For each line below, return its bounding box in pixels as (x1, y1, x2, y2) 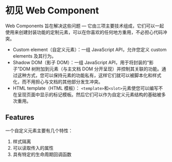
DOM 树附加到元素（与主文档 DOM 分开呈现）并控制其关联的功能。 (19, 65, 162, 72)
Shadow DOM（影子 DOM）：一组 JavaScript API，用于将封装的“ (12, 59, 149, 65)
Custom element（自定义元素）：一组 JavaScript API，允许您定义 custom (12, 46, 167, 52)
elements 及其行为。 (12, 52, 56, 59)
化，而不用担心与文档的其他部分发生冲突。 (12, 78, 103, 85)
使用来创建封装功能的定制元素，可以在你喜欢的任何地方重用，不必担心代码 (5, 29, 163, 35)
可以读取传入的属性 (12, 145, 54, 151)
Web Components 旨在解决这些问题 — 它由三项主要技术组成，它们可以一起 (5, 23, 164, 29)
